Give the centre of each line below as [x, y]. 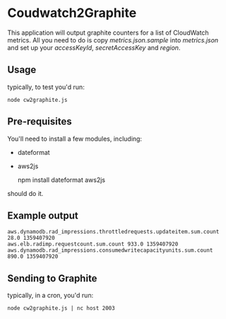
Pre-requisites [40, 122]
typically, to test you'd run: [46, 87]
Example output [43, 215]
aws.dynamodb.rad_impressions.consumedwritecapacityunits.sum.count [110, 250]
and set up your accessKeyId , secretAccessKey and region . [94, 47]
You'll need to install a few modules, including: [75, 139]
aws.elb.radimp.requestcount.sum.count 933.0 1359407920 [93, 244]
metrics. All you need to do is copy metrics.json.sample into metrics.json [113, 40]
